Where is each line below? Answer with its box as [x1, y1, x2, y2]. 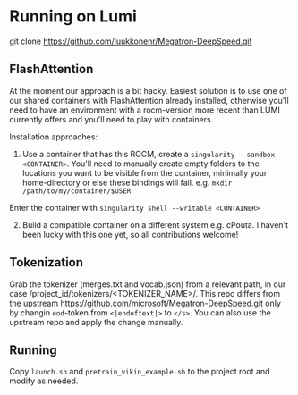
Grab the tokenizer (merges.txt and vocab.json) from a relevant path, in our [9, 279, 286, 290]
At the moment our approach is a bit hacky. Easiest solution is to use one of [9, 85, 288, 96]
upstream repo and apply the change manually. [9, 316, 183, 327]
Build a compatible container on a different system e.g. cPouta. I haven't [21, 219, 289, 230]
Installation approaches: [9, 131, 98, 142]
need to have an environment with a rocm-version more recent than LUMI [9, 105, 280, 115]
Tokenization [9, 255, 83, 270]
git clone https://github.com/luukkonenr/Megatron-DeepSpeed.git [9, 36, 252, 46]
